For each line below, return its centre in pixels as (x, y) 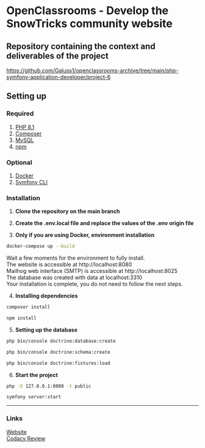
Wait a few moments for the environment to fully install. (76, 258)
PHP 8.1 (25, 127)
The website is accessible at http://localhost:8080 (69, 264)
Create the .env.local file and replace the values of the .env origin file (104, 223)
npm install (21, 318)
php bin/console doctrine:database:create (61, 341)
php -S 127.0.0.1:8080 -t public (49, 386)
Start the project (36, 375)
